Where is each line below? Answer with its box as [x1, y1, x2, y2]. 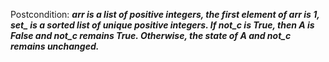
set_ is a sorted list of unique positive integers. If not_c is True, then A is [10, 19, 315, 31]
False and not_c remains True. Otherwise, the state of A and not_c [10, 30, 292, 41]
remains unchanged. [10, 40, 100, 52]
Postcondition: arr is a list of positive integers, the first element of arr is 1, [10, 9, 320, 20]
